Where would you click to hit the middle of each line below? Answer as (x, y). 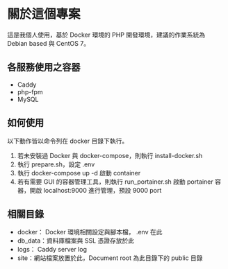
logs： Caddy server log (52, 250)
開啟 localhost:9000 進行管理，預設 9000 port (96, 190)
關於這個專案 (44, 14)
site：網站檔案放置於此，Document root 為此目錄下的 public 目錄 (110, 258)
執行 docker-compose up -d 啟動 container (79, 173)
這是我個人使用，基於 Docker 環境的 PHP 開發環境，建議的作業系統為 (106, 35)
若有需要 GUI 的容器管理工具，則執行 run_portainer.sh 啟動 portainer (115, 182)
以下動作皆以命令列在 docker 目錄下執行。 (68, 141)
